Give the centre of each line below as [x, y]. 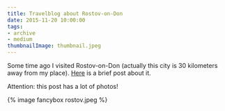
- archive [22, 33]
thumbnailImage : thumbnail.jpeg [54, 46]
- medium [20, 40]
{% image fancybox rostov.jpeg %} [57, 100]
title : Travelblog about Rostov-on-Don [65, 14]
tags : [15, 26]
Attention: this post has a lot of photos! [63, 86]
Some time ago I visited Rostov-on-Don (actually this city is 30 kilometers [113, 66]
